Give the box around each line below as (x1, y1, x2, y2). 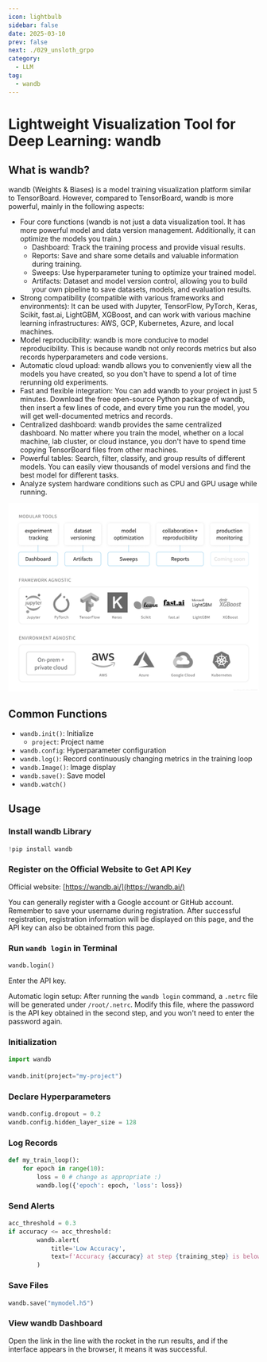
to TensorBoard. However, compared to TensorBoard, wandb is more (8, 193, 234, 203)
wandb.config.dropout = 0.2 (8, 1110, 102, 1118)
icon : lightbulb (8, 13, 62, 21)
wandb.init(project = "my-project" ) (8, 1072, 123, 1080)
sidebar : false (8, 21, 59, 29)
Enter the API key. (8, 976, 67, 985)
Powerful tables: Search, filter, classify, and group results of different (19, 453, 246, 462)
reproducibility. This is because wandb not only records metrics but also (19, 343, 257, 353)
